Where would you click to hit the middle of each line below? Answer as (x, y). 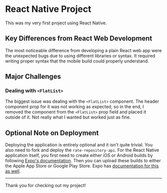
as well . (13, 171)
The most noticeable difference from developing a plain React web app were (83, 50)
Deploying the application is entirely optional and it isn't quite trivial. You (79, 145)
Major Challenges (33, 77)
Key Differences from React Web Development (79, 38)
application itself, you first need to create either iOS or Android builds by (79, 155)
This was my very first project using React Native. (56, 23)
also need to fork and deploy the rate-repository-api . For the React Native (82, 150)
